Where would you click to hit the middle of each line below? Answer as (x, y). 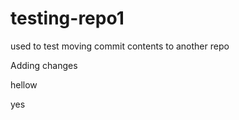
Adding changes (44, 65)
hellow (24, 84)
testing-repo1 (67, 18)
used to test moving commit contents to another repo (120, 46)
